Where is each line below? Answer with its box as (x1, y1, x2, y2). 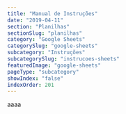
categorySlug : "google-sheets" (7, 42, 98, 49)
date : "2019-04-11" (7, 17, 64, 24)
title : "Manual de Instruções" (7, 10, 98, 17)
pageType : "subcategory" (7, 68, 79, 75)
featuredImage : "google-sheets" (7, 62, 101, 69)
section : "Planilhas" (7, 23, 70, 30)
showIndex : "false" (7, 74, 64, 82)
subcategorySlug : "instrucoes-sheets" (7, 56, 120, 63)
